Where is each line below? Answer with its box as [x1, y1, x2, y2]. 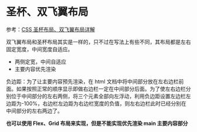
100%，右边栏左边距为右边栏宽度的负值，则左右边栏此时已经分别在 [23, 100, 186, 107]
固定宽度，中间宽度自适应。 [6, 45, 73, 53]
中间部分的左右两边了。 [6, 107, 63, 114]
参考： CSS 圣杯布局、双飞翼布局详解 [6, 26, 96, 33]
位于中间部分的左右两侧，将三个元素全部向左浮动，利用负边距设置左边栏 [11, 92, 186, 100]
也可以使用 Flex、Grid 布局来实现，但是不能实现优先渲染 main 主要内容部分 [6, 120, 188, 127]
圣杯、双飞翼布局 [6, 5, 89, 19]
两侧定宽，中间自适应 [14, 58, 66, 65]
